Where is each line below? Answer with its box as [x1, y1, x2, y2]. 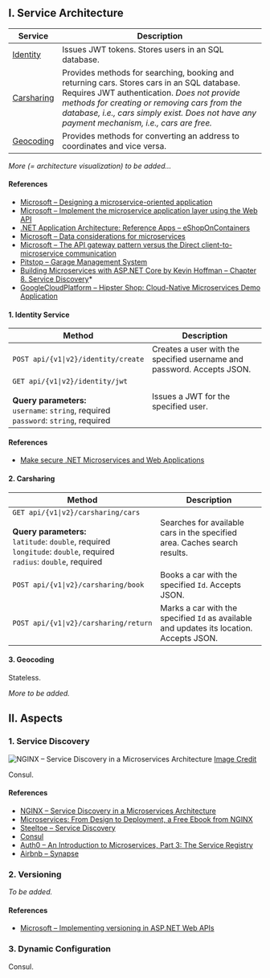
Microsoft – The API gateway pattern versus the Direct [19, 240, 200, 250]
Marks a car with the [160, 602, 238, 614]
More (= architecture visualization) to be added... [8, 161, 172, 171]
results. [160, 547, 189, 558]
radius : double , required [12, 556, 103, 567]
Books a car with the [160, 569, 238, 580]
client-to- [201, 240, 233, 250]
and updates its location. [160, 623, 253, 634]
